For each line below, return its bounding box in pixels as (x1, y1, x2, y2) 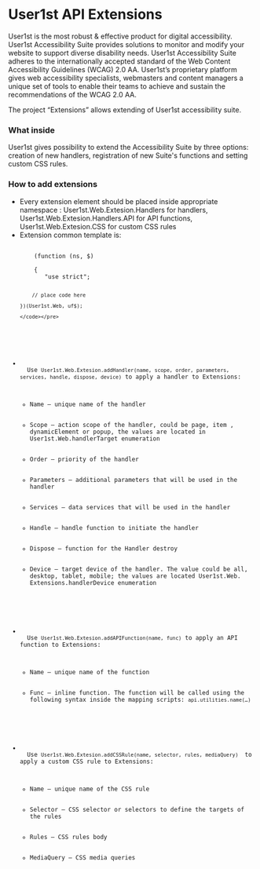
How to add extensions (8, 179, 98, 190)
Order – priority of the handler (30, 455, 139, 464)
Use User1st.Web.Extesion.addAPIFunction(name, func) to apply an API (27, 634, 238, 642)
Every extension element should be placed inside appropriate (19, 196, 218, 206)
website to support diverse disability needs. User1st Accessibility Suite (8, 48, 237, 57)
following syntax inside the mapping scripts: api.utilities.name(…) (30, 696, 251, 704)
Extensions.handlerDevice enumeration (30, 579, 157, 587)
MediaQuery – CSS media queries (30, 854, 136, 862)
